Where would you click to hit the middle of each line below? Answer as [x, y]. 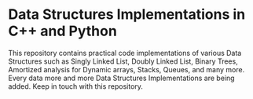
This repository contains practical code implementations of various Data [125, 53]
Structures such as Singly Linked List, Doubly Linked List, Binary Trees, [123, 61]
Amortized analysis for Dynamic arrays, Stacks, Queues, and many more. [126, 69]
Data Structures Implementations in [127, 15]
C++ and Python [63, 31]
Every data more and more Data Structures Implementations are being [121, 78]
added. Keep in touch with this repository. [76, 86]
